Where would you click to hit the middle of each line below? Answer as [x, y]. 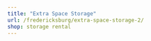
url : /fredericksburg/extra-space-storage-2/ [75, 20]
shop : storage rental [39, 26]
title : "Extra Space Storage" [52, 14]
